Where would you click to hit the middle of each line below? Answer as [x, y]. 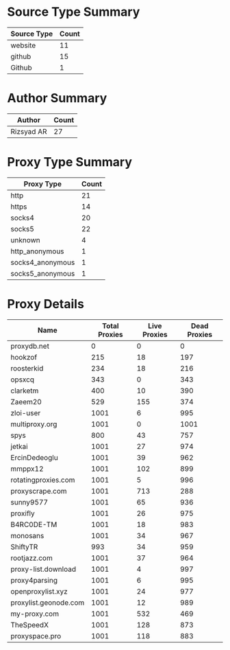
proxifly [23, 513]
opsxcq [23, 380]
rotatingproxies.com [43, 480]
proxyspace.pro [36, 636]
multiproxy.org [34, 424]
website [23, 45]
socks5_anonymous [43, 273]
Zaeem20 [26, 402]
